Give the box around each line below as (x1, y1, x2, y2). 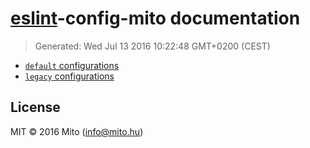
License (10, 99, 61, 116)
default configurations (24, 59, 120, 71)
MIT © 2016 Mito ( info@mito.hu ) (10, 125, 144, 137)
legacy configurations (24, 70, 115, 82)
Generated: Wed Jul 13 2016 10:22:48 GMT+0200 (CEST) (34, 40, 271, 52)
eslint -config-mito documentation (10, 7, 301, 30)
